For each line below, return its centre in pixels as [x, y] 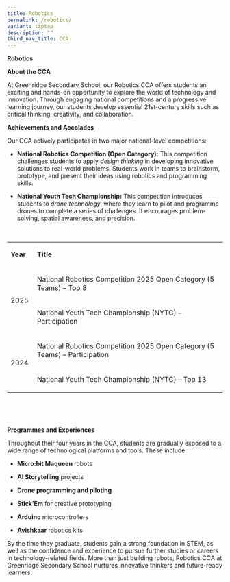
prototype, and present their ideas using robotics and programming [112, 176]
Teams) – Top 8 [62, 288]
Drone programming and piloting [64, 490]
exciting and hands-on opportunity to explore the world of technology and [112, 93]
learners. [20, 572]
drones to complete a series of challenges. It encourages [98, 211]
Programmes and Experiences [51, 430]
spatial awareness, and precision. [88, 218]
